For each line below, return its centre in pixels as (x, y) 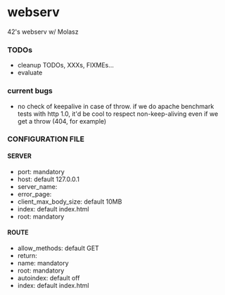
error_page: (34, 194)
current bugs (30, 91)
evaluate (30, 73)
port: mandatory (41, 171)
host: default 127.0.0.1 (48, 179)
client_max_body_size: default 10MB (70, 202)
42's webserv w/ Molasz (43, 32)
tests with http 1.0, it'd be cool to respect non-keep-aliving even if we (118, 114)
